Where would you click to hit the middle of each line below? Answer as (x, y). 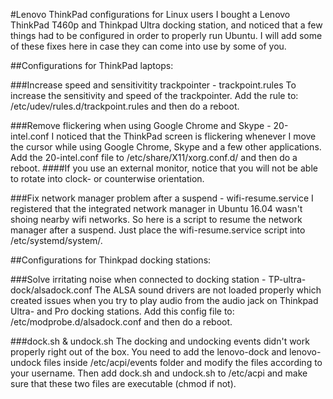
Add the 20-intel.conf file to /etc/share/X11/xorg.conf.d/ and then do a (154, 157)
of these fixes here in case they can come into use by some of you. (148, 46)
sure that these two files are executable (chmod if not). (123, 383)
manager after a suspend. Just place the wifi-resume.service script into (158, 230)
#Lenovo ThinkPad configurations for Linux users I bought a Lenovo (150, 14)
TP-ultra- (287, 279)
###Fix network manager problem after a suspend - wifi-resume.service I (162, 198)
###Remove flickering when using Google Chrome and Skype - (141, 125)
